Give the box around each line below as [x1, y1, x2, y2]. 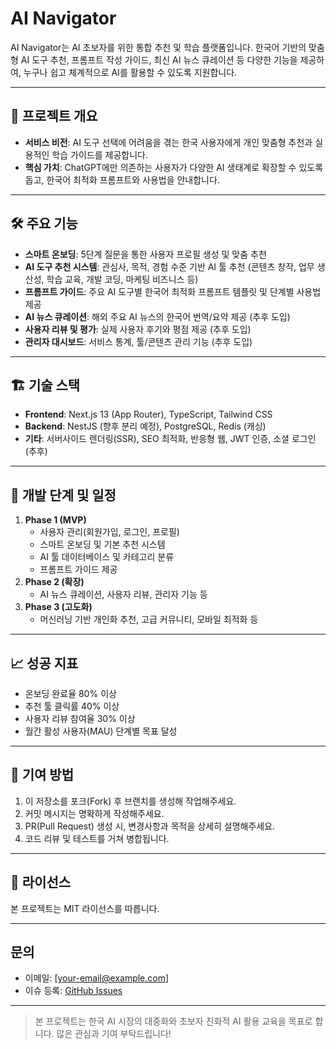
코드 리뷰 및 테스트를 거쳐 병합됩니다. [24, 832, 170, 844]
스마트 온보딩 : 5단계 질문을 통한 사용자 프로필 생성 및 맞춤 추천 [24, 248, 267, 260]
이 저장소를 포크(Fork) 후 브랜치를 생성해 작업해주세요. [24, 795, 237, 807]
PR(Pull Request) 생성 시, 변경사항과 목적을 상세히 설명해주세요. [24, 820, 276, 832]
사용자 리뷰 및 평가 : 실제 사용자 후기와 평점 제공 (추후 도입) [24, 323, 252, 335]
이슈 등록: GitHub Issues [24, 985, 123, 997]
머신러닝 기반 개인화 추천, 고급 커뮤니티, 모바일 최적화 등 [39, 613, 259, 626]
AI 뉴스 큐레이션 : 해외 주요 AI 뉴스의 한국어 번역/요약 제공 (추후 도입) [24, 310, 291, 322]
